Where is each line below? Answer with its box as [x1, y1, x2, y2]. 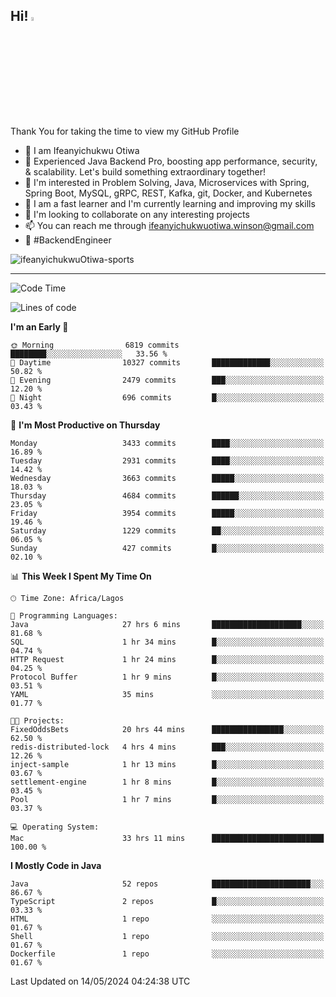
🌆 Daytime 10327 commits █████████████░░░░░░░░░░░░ [10, 357, 325, 368]
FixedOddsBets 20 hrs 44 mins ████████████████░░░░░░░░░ [10, 724, 325, 734]
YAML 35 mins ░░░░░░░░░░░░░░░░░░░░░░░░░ [10, 689, 325, 699]
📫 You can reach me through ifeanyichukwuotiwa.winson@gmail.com [24, 219, 315, 231]
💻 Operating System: [10, 822, 100, 832]
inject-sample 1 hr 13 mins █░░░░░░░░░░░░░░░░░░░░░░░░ [10, 759, 325, 769]
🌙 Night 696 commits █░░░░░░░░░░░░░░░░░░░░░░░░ [10, 392, 325, 403]
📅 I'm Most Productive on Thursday [10, 419, 161, 431]
